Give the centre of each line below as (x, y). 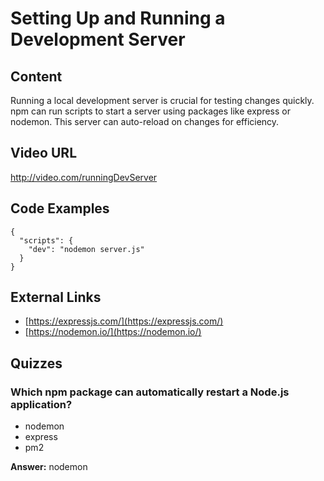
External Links (56, 297)
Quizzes (36, 363)
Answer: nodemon (49, 467)
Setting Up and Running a (118, 18)
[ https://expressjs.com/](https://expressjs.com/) (124, 321)
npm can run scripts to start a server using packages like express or (150, 111)
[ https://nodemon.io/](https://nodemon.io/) (113, 332)
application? (41, 404)
